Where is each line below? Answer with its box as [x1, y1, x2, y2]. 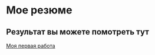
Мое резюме [6, 4, 72, 17]
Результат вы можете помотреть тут [6, 27, 149, 37]
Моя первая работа [6, 42, 55, 49]
